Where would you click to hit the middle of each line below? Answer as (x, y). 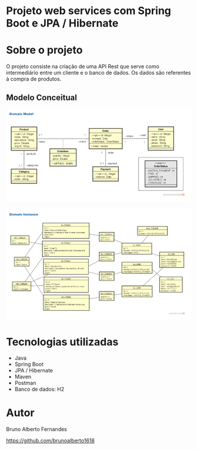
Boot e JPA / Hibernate (62, 23)
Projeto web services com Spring (89, 11)
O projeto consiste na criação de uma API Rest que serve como (83, 66)
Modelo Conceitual (42, 97)
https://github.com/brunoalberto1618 (51, 441)
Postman (25, 383)
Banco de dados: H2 (39, 389)
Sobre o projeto (44, 50)
